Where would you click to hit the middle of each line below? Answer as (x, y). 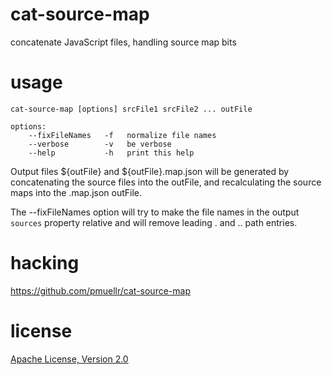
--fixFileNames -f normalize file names (122, 135)
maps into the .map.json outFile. (76, 192)
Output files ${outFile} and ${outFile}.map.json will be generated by (150, 171)
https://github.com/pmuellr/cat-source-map (100, 290)
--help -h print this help (111, 153)
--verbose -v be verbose (100, 144)
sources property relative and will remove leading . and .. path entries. (154, 222)
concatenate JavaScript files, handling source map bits (123, 42)
